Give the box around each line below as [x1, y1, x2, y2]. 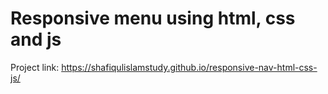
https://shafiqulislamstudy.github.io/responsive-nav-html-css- [61, 61, 318, 73]
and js [10, 28, 62, 51]
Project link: [10, 61, 60, 73]
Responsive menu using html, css [10, 7, 296, 30]
